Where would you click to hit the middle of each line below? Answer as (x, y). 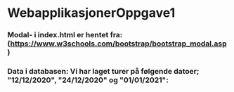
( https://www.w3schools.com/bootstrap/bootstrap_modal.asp (117, 44)
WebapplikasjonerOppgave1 (91, 13)
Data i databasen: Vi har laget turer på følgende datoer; (103, 72)
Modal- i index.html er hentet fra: (65, 35)
